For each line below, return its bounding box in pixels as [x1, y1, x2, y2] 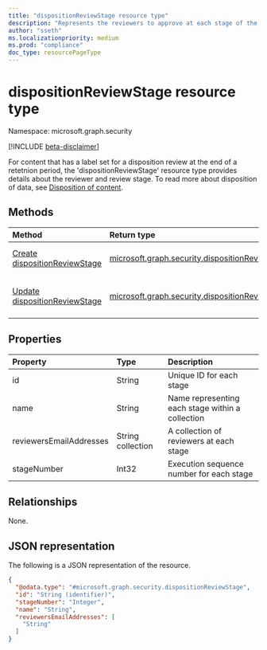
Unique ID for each [168, 370, 238, 381]
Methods [8, 206, 54, 219]
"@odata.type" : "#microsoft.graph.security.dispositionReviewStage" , [15, 583, 250, 592]
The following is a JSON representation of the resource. [8, 561, 191, 570]
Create [12, 248, 38, 259]
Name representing [168, 392, 240, 403]
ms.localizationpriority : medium [8, 33, 119, 42]
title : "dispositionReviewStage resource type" [8, 11, 169, 20]
